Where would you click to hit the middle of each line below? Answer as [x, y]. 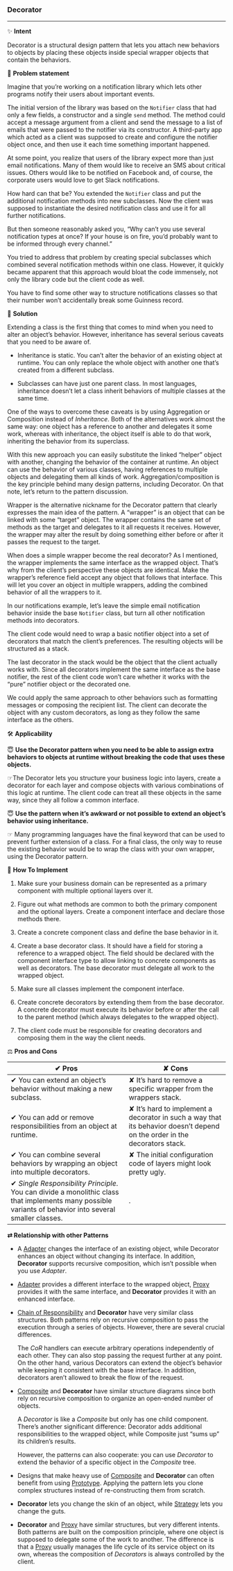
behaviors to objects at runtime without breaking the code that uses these [116, 757]
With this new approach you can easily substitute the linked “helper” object [114, 455]
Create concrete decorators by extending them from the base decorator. [120, 1002]
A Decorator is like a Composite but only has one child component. [113, 1419]
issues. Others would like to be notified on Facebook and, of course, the [110, 173]
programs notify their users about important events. [81, 94]
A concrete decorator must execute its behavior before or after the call [118, 1010]
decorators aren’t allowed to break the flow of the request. [101, 1378]
